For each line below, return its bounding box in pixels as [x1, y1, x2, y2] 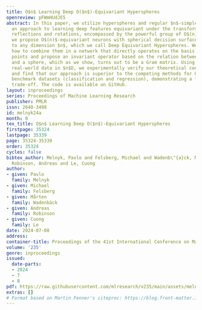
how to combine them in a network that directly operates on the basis [11, 48, 195, 54]
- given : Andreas [6, 205, 50, 211]
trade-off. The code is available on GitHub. [11, 82, 128, 88]
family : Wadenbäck [11, 200, 58, 206]
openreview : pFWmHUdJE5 [6, 14, 66, 21]
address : [6, 233, 28, 239]
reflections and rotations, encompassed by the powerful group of [11, 31, 182, 37]
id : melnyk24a [6, 110, 42, 116]
